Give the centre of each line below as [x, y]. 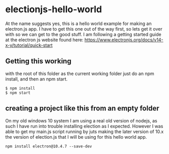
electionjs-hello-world [54, 9]
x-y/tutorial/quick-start [29, 45]
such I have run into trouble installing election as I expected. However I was [84, 126]
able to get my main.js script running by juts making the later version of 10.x [84, 132]
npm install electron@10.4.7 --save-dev [49, 146]
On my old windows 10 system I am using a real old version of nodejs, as [81, 120]
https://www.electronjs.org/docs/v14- [124, 40]
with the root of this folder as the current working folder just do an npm [80, 73]
